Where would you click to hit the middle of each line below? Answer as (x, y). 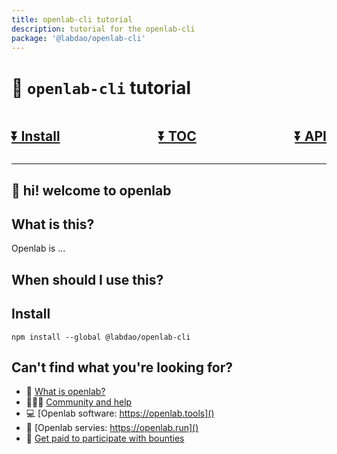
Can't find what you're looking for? (122, 367)
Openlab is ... (38, 248)
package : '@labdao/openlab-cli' (78, 38)
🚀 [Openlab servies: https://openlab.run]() (112, 428)
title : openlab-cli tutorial (72, 19)
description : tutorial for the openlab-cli (103, 29)
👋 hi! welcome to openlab (91, 190)
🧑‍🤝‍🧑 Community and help (79, 402)
